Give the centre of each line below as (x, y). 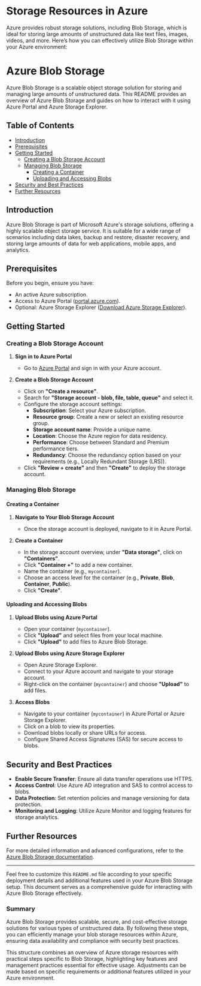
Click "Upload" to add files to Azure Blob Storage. (86, 642)
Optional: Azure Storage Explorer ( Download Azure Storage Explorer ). (101, 308)
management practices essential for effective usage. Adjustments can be (96, 965)
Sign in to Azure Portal (43, 356)
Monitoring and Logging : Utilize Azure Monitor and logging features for (103, 811)
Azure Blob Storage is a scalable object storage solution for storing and (94, 88)
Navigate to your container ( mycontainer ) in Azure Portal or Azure (104, 714)
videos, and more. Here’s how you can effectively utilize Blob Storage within (100, 40)
